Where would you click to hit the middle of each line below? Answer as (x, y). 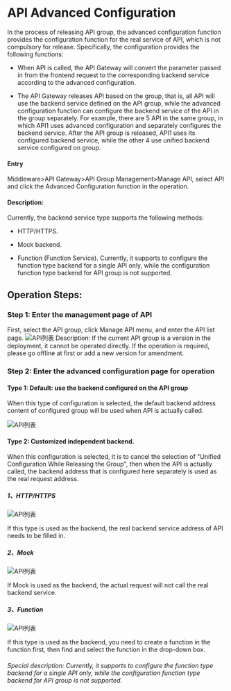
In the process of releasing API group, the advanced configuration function (114, 32)
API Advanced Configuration (92, 13)
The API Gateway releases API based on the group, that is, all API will (116, 96)
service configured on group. (59, 147)
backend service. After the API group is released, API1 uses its (106, 133)
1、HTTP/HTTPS (32, 496)
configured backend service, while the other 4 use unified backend (113, 140)
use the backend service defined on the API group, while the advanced (119, 103)
